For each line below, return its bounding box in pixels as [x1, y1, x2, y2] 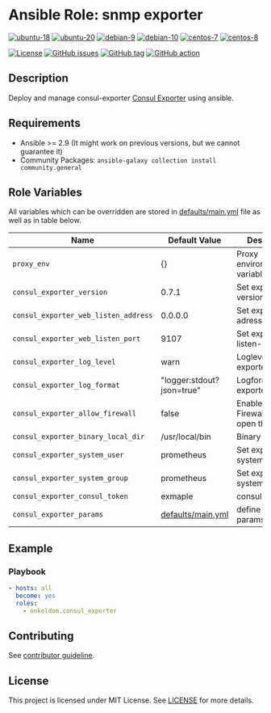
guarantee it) [19, 146, 63, 156]
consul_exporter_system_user [12, 450, 124, 460]
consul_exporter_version [12, 288, 108, 297]
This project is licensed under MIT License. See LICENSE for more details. [8, 695, 254, 705]
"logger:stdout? [161, 374, 220, 386]
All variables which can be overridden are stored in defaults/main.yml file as [8, 207, 261, 217]
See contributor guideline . [8, 651, 95, 660]
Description [8, 71, 69, 86]
